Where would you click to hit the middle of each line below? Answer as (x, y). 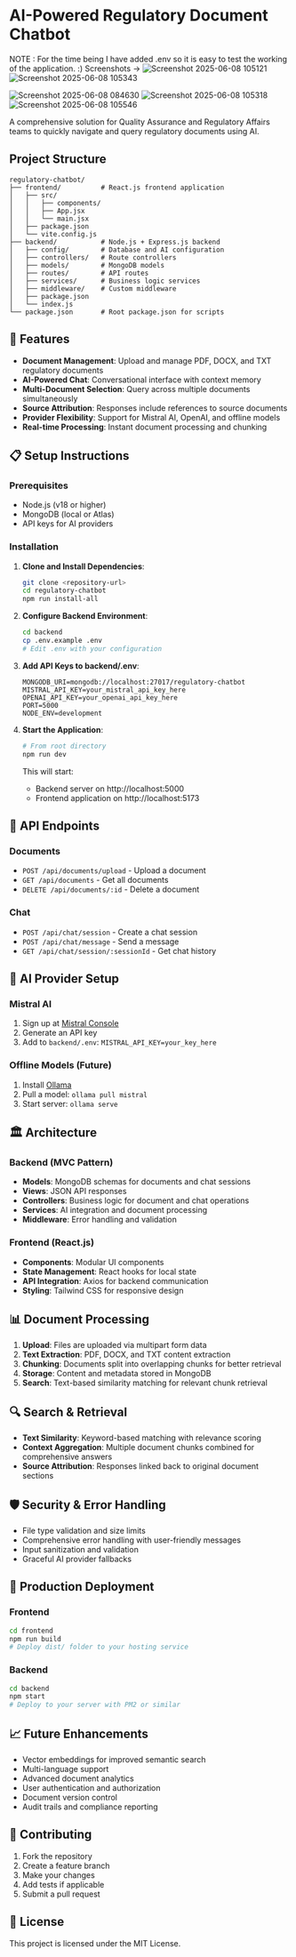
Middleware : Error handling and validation (100, 1220)
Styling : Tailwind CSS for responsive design (103, 1290)
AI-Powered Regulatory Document (139, 16)
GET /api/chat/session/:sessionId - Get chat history (119, 950)
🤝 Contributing (51, 1835)
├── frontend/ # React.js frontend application (117, 188)
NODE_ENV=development (62, 713)
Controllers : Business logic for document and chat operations (136, 1200)
